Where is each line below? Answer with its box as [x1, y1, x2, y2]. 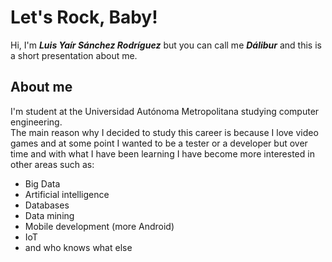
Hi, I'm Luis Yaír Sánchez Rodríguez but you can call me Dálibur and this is [10, 39, 322, 51]
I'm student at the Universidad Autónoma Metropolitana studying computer [10, 105, 320, 117]
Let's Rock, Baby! [10, 6, 158, 29]
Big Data [24, 177, 61, 190]
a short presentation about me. [10, 49, 138, 61]
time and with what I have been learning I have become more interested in [10, 147, 315, 160]
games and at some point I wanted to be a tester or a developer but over [10, 137, 308, 149]
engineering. [10, 116, 63, 128]
